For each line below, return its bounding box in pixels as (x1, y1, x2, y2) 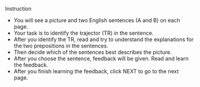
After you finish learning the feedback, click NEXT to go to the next (13, 68, 179, 74)
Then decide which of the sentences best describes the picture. (13, 49, 172, 56)
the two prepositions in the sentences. (13, 42, 108, 49)
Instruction (5, 5, 32, 12)
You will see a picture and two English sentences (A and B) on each (13, 17, 180, 23)
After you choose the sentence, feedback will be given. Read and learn (13, 55, 189, 62)
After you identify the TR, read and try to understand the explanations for (13, 36, 194, 43)
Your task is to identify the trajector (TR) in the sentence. (13, 29, 154, 37)
